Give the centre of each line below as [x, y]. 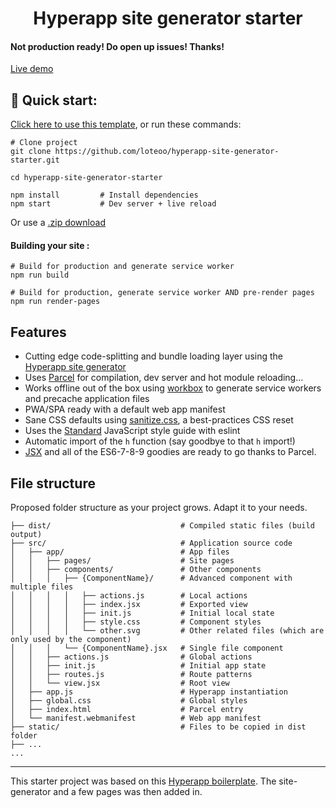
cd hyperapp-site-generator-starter [86, 178]
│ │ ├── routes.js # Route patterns [131, 675]
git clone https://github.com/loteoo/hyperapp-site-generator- [145, 152]
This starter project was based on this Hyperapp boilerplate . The [143, 781]
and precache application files [87, 399]
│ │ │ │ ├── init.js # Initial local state [142, 613]
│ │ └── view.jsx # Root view [120, 683]
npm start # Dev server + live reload [113, 204]
